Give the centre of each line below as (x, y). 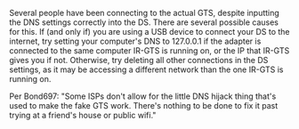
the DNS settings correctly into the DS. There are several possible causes (144, 22)
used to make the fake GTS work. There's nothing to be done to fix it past (144, 105)
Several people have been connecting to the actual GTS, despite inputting (145, 13)
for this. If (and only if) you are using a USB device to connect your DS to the (150, 32)
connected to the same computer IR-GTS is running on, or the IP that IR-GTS (149, 51)
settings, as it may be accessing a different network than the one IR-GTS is (146, 69)
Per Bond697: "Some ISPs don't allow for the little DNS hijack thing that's (143, 96)
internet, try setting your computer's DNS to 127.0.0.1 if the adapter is (135, 41)
